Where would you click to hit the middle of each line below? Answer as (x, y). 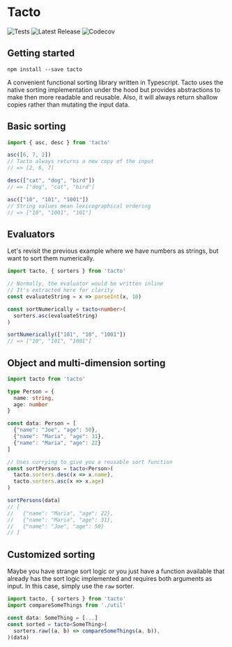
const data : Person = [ (42, 423)
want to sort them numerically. (51, 258)
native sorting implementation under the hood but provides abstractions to (114, 89)
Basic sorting (37, 126)
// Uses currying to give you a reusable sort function (90, 462)
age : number (31, 405)
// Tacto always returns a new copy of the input (81, 162)
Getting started (41, 53)
